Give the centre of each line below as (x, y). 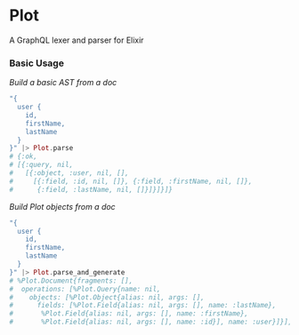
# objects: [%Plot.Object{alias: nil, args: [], (107, 297)
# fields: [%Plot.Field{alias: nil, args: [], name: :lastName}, (143, 306)
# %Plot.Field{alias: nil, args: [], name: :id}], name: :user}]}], (151, 322)
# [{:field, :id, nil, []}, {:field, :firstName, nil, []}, (131, 181)
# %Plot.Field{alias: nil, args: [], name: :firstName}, (129, 314)
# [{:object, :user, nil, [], (69, 173)
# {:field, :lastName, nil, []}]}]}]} (91, 189)
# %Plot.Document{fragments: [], (71, 281)
